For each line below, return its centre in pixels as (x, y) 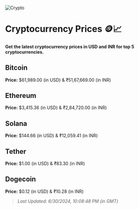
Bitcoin (16, 68)
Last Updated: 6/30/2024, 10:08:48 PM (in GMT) (68, 201)
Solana (16, 123)
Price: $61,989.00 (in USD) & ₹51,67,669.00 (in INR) (58, 80)
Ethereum (21, 95)
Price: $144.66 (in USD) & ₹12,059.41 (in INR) (51, 136)
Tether (16, 151)
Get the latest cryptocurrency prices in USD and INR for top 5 (70, 46)
